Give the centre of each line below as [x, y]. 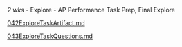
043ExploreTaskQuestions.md [50, 36]
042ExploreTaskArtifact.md [46, 23]
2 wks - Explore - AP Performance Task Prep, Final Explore [91, 10]
